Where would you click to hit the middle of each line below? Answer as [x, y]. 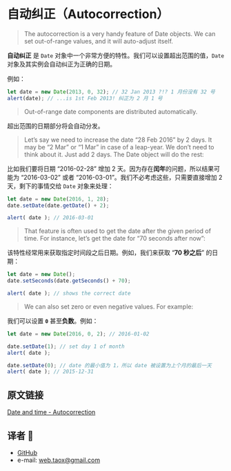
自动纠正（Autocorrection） [88, 14]
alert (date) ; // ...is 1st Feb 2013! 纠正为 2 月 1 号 [85, 98]
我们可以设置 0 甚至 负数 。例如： [53, 321]
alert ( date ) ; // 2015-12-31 [51, 372]
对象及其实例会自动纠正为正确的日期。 [61, 64]
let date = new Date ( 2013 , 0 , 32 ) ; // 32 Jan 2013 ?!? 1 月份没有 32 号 [111, 92]
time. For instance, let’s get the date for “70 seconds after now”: [114, 239]
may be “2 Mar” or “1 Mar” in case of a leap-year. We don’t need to [119, 147]
